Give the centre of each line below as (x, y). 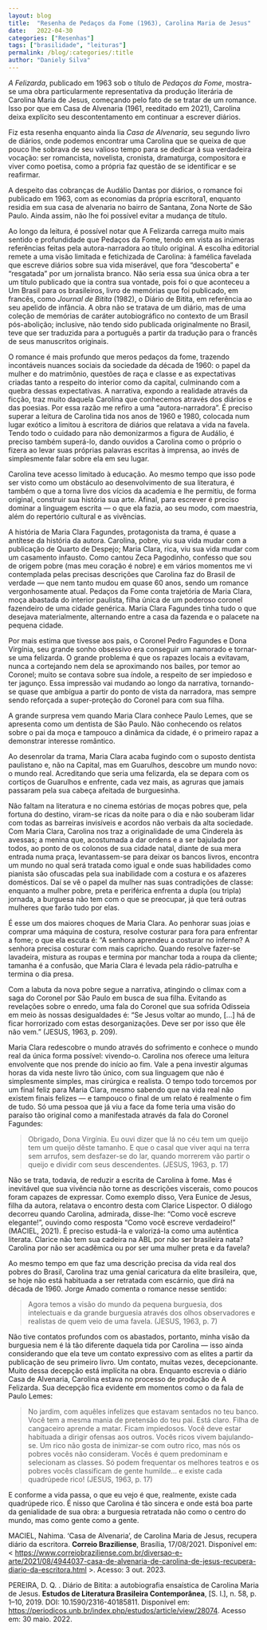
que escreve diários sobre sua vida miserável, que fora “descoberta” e (124, 265)
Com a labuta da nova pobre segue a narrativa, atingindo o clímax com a (128, 989)
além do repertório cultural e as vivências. (77, 516)
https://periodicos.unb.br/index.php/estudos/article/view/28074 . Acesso (127, 1610)
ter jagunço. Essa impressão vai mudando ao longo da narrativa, (114, 682)
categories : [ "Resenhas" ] (51, 38)
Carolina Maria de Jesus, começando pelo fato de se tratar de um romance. (133, 100)
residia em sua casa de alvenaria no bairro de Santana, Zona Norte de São (130, 207)
